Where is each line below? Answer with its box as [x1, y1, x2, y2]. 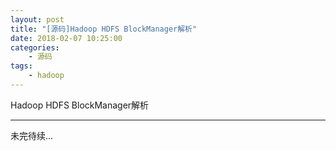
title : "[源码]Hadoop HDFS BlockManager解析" [10, 24, 198, 34]
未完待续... [10, 129, 54, 141]
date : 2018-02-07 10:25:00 [10, 33, 123, 43]
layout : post [10, 14, 65, 25]
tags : [10, 61, 33, 71]
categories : [10, 42, 60, 53]
